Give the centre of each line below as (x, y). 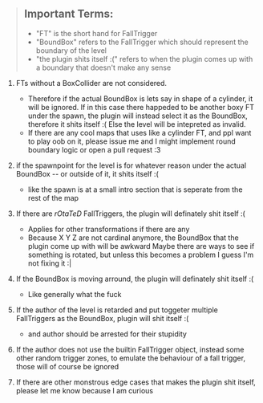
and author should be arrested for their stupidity (107, 334)
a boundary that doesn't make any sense (103, 67)
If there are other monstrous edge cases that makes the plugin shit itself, (136, 382)
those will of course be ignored (67, 366)
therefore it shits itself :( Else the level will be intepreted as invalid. (137, 124)
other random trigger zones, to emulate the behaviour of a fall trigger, (131, 358)
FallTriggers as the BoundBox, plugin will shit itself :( (102, 318)
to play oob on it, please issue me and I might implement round (132, 141)
